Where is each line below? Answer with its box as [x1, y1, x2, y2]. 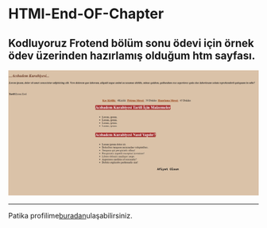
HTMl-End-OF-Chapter [8, 5, 164, 23]
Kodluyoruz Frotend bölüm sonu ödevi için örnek [8, 37, 254, 50]
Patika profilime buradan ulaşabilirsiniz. [8, 211, 133, 221]
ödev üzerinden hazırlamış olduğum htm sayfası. [8, 48, 256, 62]
